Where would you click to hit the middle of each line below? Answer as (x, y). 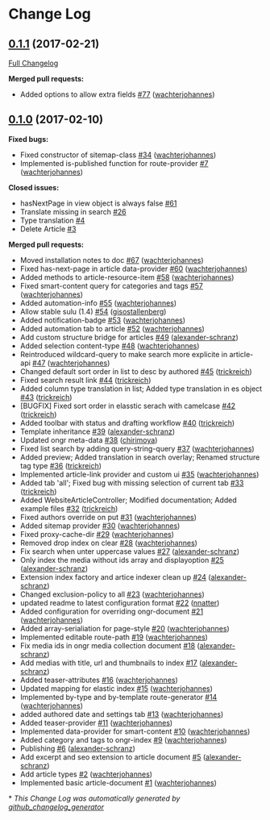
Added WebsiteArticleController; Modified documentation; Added (128, 500)
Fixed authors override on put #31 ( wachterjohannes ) (108, 517)
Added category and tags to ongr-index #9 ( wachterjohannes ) (123, 739)
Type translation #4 (52, 220)
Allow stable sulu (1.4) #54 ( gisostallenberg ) (93, 311)
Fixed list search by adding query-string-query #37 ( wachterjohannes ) (137, 448)
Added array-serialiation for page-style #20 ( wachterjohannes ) (125, 628)
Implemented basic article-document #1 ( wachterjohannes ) (118, 782)
